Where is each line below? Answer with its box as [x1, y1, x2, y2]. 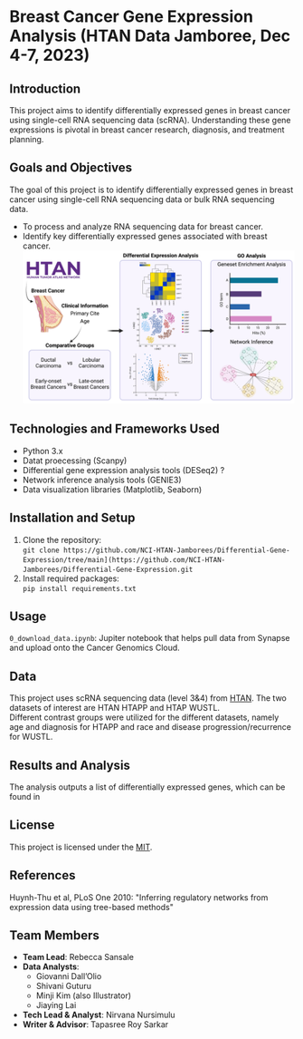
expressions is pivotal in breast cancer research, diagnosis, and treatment [9, 124, 285, 135]
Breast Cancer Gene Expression [9, 6, 253, 27]
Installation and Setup [9, 510, 136, 526]
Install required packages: [22, 573, 119, 584]
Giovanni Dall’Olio [35, 971, 102, 982]
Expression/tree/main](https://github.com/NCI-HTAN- [22, 555, 226, 564]
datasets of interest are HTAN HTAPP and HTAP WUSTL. [9, 703, 220, 714]
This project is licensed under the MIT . [9, 841, 153, 852]
